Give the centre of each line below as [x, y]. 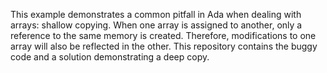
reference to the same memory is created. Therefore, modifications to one [163, 35]
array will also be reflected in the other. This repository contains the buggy [164, 46]
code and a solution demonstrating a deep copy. [110, 57]
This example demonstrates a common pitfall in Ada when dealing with [156, 14]
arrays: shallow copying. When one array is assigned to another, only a [156, 25]
